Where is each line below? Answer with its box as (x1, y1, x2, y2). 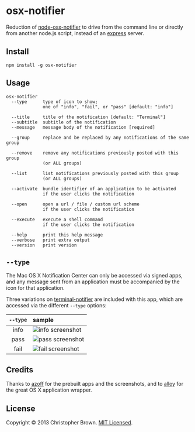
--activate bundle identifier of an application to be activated (11, 186, 176, 191)
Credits (6, 365, 34, 375)
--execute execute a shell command (11, 217, 103, 222)
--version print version (11, 242, 77, 248)
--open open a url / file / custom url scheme (11, 201, 140, 207)
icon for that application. (6, 284, 65, 292)
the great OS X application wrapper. (6, 386, 92, 393)
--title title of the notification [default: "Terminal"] (11, 114, 166, 120)
